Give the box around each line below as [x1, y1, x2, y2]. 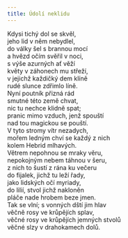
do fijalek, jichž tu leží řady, [7, 171, 86, 179]
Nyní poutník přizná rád [7, 89, 75, 97]
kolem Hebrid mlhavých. [7, 141, 77, 149]
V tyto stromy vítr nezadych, [7, 126, 88, 134]
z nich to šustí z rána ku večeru [7, 163, 97, 171]
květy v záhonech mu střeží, [7, 66, 88, 75]
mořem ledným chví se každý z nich [7, 134, 111, 142]
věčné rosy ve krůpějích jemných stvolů [7, 215, 122, 224]
